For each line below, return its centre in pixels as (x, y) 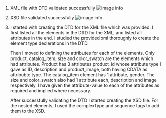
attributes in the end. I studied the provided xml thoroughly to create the (85, 38)
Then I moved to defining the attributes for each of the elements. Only (82, 53)
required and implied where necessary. (51, 91)
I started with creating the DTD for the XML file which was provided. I (81, 27)
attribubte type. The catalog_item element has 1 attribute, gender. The (82, 75)
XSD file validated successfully (42, 17)
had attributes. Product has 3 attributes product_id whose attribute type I (86, 64)
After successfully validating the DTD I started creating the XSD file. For (84, 100)
